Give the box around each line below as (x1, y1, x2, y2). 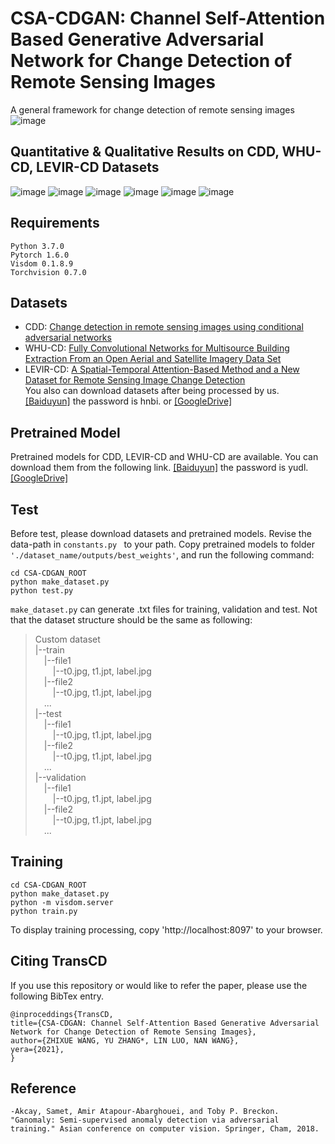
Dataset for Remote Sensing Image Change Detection (24, 374, 246, 386)
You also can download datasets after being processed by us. (24, 385, 280, 397)
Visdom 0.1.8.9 (10, 258, 74, 269)
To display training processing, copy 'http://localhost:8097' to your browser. (10, 923, 323, 936)
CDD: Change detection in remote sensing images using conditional (24, 321, 304, 333)
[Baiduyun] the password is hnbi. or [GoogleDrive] (24, 395, 232, 407)
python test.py (10, 586, 74, 596)
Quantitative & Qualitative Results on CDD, (10, 143, 280, 161)
